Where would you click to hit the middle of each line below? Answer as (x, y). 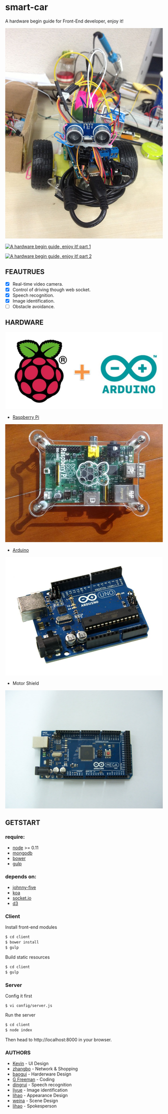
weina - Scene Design (35, 1101)
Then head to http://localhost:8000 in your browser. (58, 1039)
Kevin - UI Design (30, 1063)
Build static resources (27, 957)
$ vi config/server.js (29, 1006)
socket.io (22, 898)
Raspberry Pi (26, 417)
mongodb (22, 853)
